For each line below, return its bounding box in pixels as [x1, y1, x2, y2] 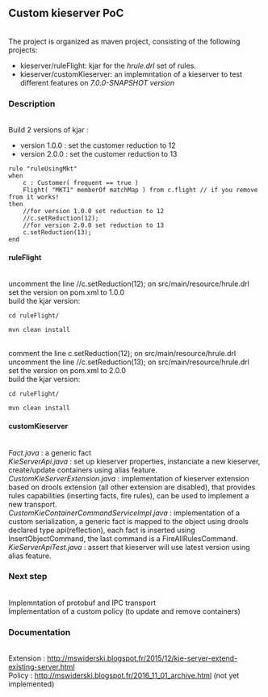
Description [8, 98, 56, 109]
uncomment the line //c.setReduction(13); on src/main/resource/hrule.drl [8, 357, 250, 367]
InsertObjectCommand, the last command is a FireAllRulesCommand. [8, 533, 238, 544]
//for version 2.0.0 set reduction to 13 [23, 221, 164, 229]
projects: [8, 44, 38, 55]
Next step [8, 571, 48, 582]
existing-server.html [8, 662, 75, 672]
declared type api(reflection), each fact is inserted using [8, 525, 195, 535]
